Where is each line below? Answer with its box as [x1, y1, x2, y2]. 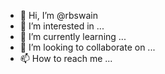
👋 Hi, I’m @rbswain [19, 10, 98, 21]
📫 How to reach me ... [19, 53, 113, 64]
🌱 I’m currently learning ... [19, 31, 127, 42]
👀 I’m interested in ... [19, 20, 105, 32]
